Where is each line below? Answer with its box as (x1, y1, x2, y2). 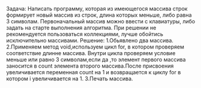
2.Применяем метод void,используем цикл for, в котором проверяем (6, 43, 184, 50)
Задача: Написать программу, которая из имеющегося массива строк (6, 5, 188, 12)
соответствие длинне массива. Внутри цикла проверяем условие (6, 50, 176, 56)
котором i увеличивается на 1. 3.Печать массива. (6, 75, 133, 82)
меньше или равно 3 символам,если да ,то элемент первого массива (6, 56, 186, 63)
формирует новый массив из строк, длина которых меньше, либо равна (6, 11, 192, 19)
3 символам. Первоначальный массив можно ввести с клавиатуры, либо (6, 18, 196, 25)
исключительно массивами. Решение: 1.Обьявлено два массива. (6, 37, 174, 44)
